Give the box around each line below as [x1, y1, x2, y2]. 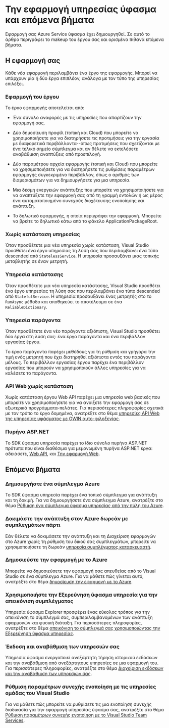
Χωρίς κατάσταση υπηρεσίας [5, 231, 80, 238]
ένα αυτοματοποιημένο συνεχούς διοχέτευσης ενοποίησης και [12, 198, 145, 204]
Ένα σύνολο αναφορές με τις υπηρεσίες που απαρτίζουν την [12, 115, 142, 121]
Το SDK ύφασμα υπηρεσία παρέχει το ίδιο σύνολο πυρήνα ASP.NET [5, 440, 148, 446]
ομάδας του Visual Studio [5, 690, 70, 697]
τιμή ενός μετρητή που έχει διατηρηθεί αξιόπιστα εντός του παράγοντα [5, 354, 156, 360]
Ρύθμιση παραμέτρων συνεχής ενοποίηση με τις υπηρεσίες [5, 684, 156, 691]
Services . [5, 717, 25, 723]
